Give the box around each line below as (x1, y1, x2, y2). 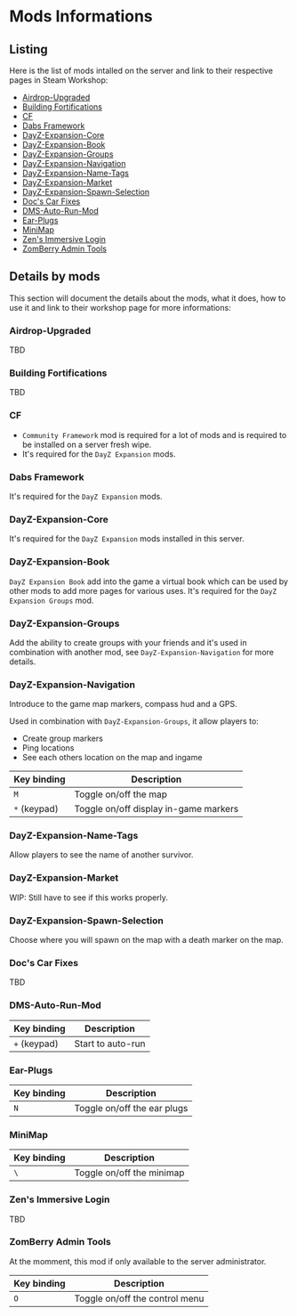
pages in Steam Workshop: (9, 75, 108, 85)
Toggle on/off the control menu (74, 1292, 205, 1304)
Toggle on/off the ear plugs (74, 1101, 189, 1114)
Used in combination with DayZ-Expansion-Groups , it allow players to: (9, 716, 260, 727)
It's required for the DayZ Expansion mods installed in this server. (9, 533, 245, 544)
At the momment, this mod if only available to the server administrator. (9, 1255, 267, 1266)
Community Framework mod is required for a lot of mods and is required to (21, 429, 287, 440)
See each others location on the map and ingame (21, 752, 203, 763)
